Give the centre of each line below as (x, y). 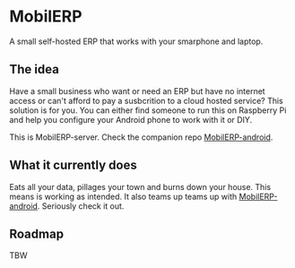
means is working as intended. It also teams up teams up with (123, 196)
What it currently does (73, 165)
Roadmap (37, 233)
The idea (35, 69)
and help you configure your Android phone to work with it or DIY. (131, 119)
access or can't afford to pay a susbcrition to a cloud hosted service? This (147, 100)
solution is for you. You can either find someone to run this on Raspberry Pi (148, 110)
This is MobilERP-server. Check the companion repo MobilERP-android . (141, 137)
